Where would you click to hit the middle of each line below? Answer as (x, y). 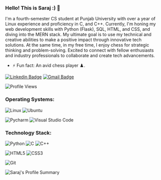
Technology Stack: (28, 132)
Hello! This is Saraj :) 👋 (33, 8)
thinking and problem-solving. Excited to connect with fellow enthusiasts (80, 50)
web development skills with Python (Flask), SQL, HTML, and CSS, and (78, 29)
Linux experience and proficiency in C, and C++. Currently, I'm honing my (80, 24)
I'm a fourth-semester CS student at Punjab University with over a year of (80, 19)
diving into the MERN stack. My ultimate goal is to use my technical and (78, 35)
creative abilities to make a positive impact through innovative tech (73, 40)
